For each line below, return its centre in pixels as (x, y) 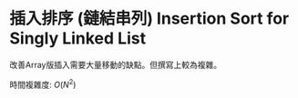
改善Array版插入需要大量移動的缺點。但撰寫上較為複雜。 (115, 64)
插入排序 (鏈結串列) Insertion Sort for (149, 19)
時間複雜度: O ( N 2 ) (43, 83)
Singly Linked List (78, 39)
